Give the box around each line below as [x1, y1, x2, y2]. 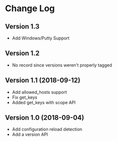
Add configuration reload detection [12, 126, 83, 132]
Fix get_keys [12, 94, 37, 100]
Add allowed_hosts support [12, 89, 67, 95]
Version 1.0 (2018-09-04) [5, 114, 84, 122]
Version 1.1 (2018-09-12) [5, 76, 81, 85]
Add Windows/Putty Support [12, 35, 69, 41]
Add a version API [12, 132, 49, 138]
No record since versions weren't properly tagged [12, 62, 113, 68]
